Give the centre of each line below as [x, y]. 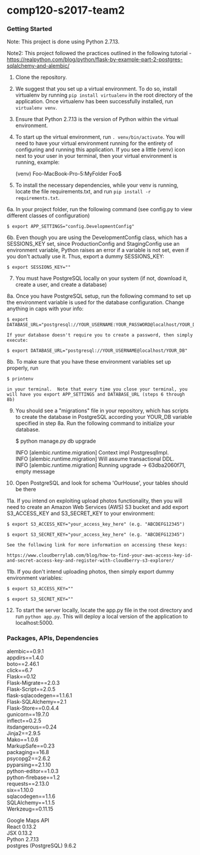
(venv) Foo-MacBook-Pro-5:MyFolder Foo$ [69, 174]
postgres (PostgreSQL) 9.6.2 [42, 846]
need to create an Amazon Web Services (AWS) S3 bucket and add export [98, 507]
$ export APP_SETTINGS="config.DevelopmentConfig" [71, 227]
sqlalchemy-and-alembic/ [38, 66]
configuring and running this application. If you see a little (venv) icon [100, 150]
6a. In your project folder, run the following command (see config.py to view [99, 209]
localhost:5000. [34, 623]
